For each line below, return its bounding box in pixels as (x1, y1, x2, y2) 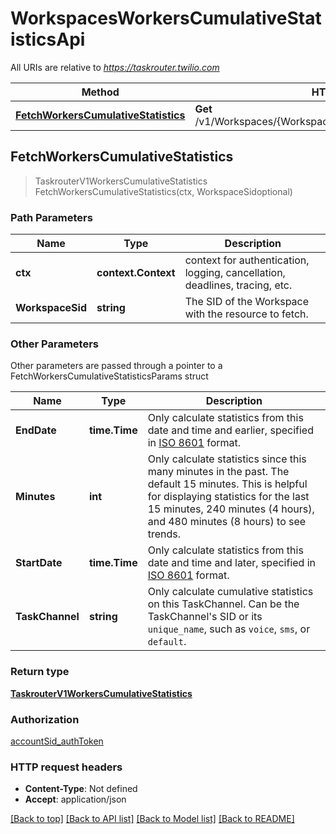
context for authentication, (184, 253, 310, 267)
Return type (10, 665, 70, 679)
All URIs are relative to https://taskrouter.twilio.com (10, 61, 220, 73)
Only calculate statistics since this (147, 452, 307, 466)
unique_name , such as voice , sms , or (147, 622, 311, 636)
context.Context (96, 266, 176, 280)
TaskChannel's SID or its (147, 610, 263, 624)
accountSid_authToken (10, 735, 104, 747)
